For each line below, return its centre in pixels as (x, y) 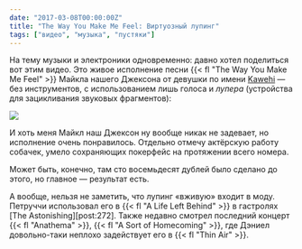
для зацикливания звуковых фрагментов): (91, 98)
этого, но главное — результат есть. (79, 179)
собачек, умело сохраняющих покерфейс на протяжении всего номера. (149, 152)
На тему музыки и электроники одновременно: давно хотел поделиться (149, 60)
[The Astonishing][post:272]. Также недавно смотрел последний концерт (150, 216)
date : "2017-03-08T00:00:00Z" (66, 18)
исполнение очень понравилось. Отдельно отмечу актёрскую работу (144, 143)
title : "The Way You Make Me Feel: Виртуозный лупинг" (114, 26)
